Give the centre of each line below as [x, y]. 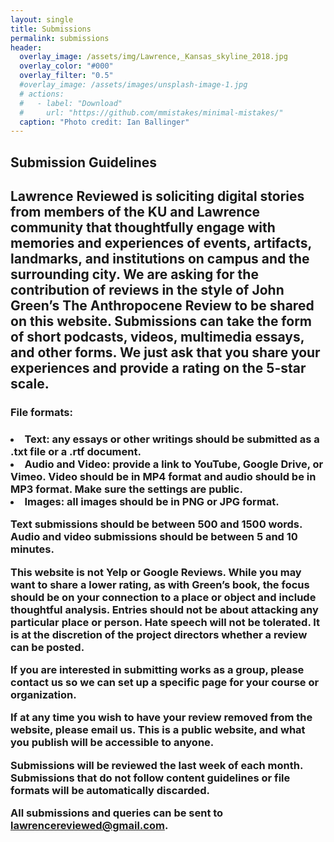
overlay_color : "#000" [66, 66]
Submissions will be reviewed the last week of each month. [156, 765]
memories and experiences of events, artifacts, [161, 243]
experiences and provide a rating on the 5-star [158, 368]
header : [26, 47]
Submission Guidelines [84, 162]
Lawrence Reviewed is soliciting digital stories [157, 196]
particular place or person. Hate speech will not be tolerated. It [165, 622]
